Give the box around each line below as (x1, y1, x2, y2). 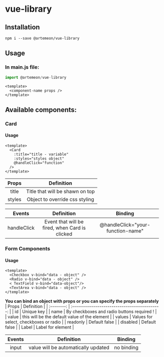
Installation (5, 23, 40, 31)
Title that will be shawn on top (26, 188, 95, 195)
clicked (56, 231, 72, 238)
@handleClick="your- (100, 221, 150, 228)
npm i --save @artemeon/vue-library (5, 36, 80, 41)
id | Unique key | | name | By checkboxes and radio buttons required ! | (14, 309, 157, 314)
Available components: (5, 105, 77, 114)
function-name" (106, 228, 144, 235)
